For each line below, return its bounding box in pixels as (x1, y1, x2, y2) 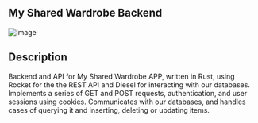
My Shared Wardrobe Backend (8, 6, 163, 20)
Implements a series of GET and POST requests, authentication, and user (8, 88, 248, 98)
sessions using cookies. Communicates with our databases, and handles (8, 97, 246, 106)
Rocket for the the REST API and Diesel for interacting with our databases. (8, 79, 250, 90)
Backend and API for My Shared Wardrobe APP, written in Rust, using (8, 71, 236, 81)
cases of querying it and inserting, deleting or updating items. (8, 105, 210, 114)
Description (8, 51, 67, 64)
